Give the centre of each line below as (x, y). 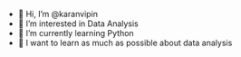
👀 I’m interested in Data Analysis (78, 24)
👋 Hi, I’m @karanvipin (58, 14)
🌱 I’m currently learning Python (76, 33)
